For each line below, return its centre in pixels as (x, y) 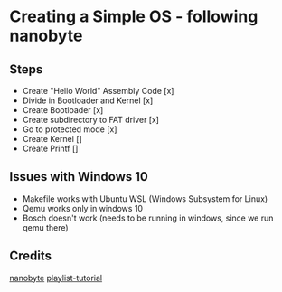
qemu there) (46, 227)
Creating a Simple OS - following (134, 17)
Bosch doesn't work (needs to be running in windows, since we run (148, 218)
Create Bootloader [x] (63, 110)
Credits (31, 256)
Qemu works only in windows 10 (82, 208)
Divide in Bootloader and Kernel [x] (88, 100)
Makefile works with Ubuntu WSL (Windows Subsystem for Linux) (145, 198)
